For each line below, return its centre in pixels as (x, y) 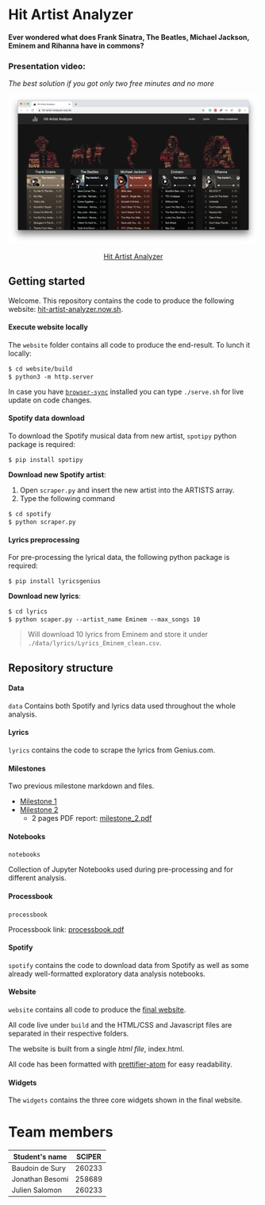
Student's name (40, 1156)
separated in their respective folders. (69, 1034)
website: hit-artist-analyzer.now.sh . (66, 309)
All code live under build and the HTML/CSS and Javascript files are (120, 1025)
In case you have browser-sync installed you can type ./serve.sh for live (126, 391)
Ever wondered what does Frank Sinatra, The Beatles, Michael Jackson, (129, 37)
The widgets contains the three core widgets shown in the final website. (125, 1100)
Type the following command (67, 499)
